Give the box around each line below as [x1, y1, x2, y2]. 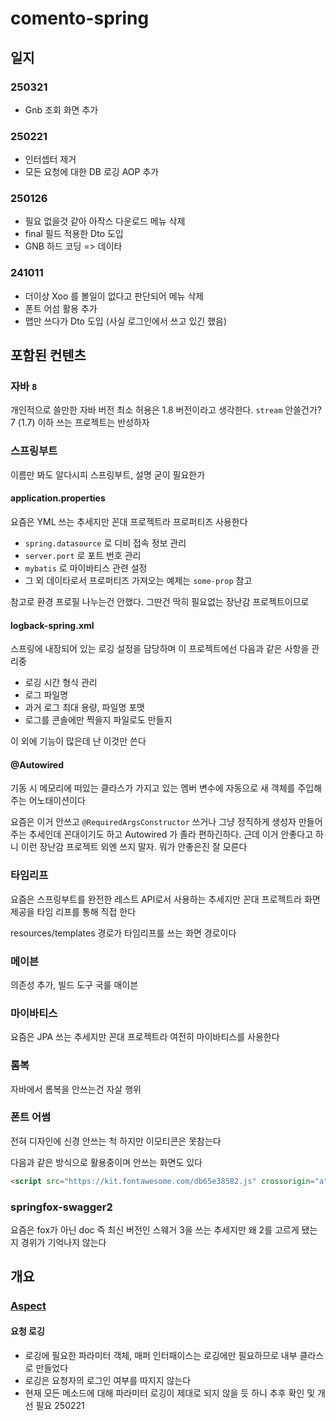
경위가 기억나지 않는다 [20, 1237, 107, 1249]
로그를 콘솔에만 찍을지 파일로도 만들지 [24, 714, 173, 726]
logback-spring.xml [10, 619, 95, 631]
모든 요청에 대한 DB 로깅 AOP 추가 [24, 166, 160, 178]
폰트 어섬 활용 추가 [24, 302, 98, 314]
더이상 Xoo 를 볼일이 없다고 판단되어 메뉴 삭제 [24, 290, 205, 302]
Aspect [10, 1299, 47, 1313]
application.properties [10, 492, 106, 504]
